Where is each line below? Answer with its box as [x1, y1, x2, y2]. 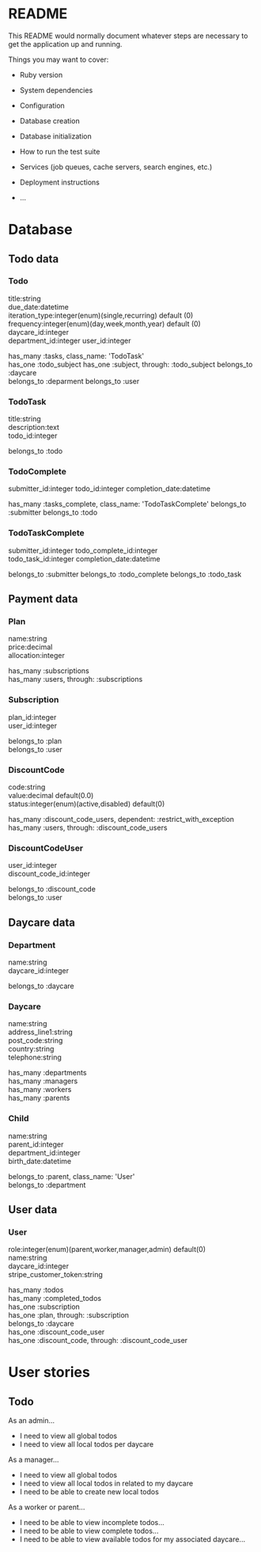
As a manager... [8, 1455, 59, 1465]
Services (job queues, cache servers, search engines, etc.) [19, 162, 213, 171]
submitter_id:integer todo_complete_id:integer [8, 546, 158, 555]
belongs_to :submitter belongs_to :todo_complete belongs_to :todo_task [8, 569, 242, 579]
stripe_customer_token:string [8, 1270, 103, 1280]
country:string [8, 1044, 55, 1054]
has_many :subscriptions [8, 666, 89, 675]
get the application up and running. [8, 39, 123, 48]
